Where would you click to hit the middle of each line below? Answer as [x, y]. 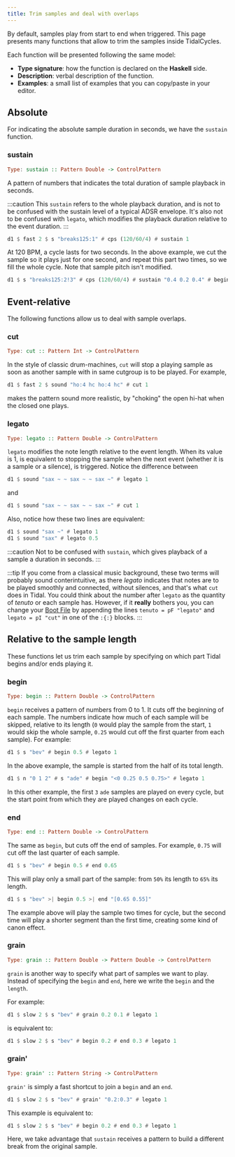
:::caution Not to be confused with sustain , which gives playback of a [107, 552]
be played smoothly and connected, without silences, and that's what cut [113, 587]
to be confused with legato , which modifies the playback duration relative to [117, 218]
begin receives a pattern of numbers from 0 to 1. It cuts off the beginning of [116, 709]
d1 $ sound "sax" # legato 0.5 [53, 539]
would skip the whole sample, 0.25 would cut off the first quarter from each [116, 731]
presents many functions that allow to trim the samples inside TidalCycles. [114, 41]
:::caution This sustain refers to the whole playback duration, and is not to [114, 204]
